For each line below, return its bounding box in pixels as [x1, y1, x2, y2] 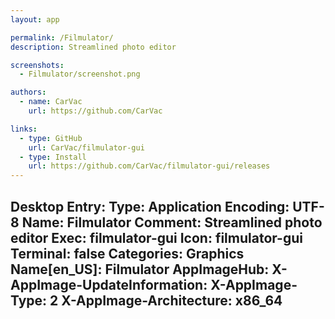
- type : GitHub [19, 133, 83, 143]
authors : [10, 87, 47, 98]
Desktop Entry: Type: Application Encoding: [10, 198, 290, 215]
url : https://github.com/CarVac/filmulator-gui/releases [28, 161, 271, 171]
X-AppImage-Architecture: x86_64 [61, 292, 283, 309]
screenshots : [10, 60, 65, 70]
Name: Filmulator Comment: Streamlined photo [21, 214, 323, 231]
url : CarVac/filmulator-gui [28, 142, 145, 153]
